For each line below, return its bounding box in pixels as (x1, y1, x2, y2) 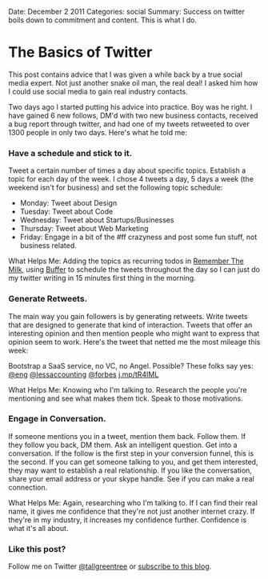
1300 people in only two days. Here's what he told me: (8, 127, 188, 137)
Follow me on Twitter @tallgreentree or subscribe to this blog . (8, 561, 212, 571)
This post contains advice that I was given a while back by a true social (8, 70, 242, 79)
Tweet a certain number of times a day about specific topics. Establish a (8, 166, 246, 175)
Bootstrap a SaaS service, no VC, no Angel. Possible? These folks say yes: (8, 361, 254, 370)
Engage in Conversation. (8, 413, 106, 425)
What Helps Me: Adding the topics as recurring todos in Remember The (8, 256, 244, 266)
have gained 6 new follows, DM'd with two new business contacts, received (8, 110, 258, 120)
